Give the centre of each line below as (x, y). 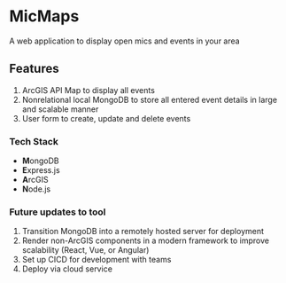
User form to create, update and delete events (106, 118)
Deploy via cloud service (67, 269)
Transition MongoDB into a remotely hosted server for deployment (143, 232)
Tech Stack (34, 141)
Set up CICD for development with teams (97, 260)
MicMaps (44, 16)
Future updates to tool (58, 212)
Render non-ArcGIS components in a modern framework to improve (146, 240)
